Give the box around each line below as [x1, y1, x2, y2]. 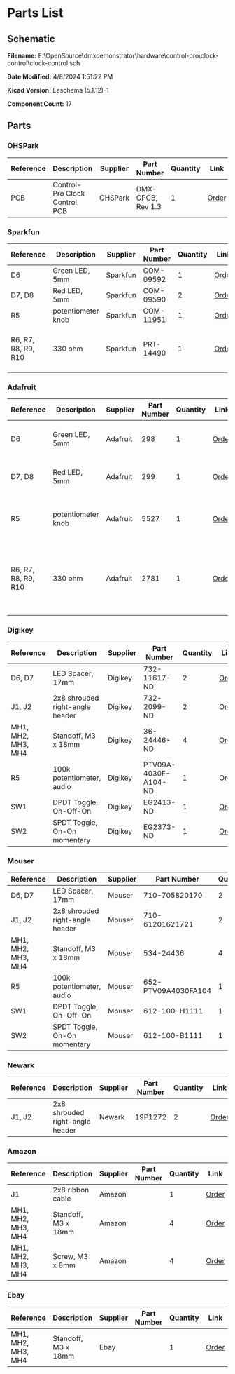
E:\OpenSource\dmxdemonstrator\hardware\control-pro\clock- [38, 51, 219, 60]
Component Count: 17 [7, 100, 72, 108]
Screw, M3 [52, 1252, 89, 1262]
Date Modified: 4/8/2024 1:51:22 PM [7, 72, 113, 81]
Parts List [7, 5, 64, 21]
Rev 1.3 [136, 201, 162, 211]
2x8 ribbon [52, 1185, 90, 1195]
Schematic [7, 33, 55, 45]
